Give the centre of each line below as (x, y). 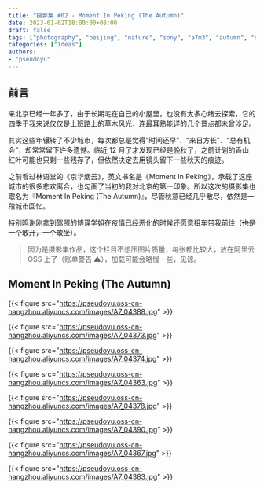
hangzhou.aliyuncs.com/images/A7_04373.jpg (82, 335)
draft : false (29, 30)
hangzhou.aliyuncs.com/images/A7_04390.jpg (83, 429)
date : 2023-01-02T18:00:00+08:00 (63, 23)
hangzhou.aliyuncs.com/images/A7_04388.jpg (83, 311)
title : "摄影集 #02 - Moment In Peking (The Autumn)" (96, 15)
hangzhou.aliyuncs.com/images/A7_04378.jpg (82, 406)
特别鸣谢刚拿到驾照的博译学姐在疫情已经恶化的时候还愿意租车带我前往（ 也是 (132, 222)
